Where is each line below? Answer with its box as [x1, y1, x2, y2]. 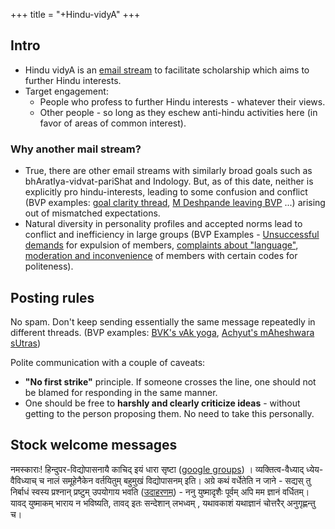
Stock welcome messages [10, 437, 178, 454]
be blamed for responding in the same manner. [24, 386, 218, 398]
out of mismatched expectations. [24, 207, 161, 219]
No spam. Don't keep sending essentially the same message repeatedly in [10, 315, 316, 328]
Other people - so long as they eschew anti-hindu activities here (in [39, 106, 318, 118]
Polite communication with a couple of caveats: [10, 356, 206, 368]
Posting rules [10, 289, 95, 306]
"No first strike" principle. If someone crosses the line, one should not [24, 375, 317, 388]
